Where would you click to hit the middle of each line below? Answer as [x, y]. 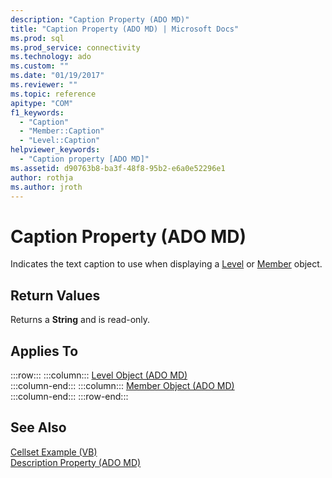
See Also [38, 427]
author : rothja [42, 177]
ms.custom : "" [40, 66]
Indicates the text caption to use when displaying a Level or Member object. [166, 264]
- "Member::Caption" [62, 131]
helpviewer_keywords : [55, 150]
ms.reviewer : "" [44, 85]
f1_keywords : [37, 112]
